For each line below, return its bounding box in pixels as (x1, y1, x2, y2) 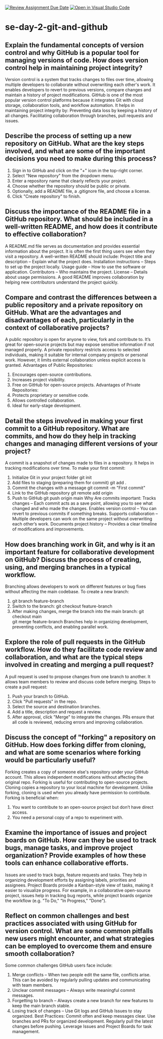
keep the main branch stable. (12, 1003, 70, 1009)
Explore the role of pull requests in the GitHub (5, 638, 146, 646)
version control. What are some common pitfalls (5, 927, 154, 935)
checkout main (12, 613, 42, 619)
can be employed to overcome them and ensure (5, 942, 152, 950)
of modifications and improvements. (12, 526, 84, 532)
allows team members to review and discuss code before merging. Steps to (5, 679, 156, 684)
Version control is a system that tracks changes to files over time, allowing (5, 77, 154, 82)
